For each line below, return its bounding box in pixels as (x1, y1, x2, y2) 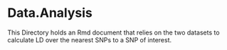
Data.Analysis (7, 5, 93, 21)
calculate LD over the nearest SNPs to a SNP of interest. (7, 35, 172, 44)
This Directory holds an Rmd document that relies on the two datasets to (7, 28, 220, 37)
